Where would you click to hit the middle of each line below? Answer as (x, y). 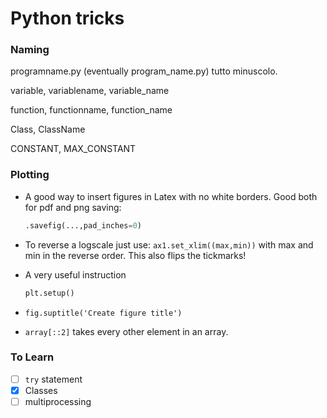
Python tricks (67, 18)
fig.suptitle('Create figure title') (103, 313)
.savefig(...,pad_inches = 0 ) (83, 225)
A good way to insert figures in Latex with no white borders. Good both (171, 196)
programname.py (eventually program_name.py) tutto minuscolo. (144, 71)
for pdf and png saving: (73, 207)
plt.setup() (49, 293)
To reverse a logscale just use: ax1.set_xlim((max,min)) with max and (169, 244)
